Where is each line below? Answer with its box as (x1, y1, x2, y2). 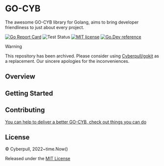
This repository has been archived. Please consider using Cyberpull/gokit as (5, 53, 159, 59)
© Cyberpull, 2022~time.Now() (5, 146, 69, 152)
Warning (5, 43, 22, 49)
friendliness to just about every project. (5, 24, 85, 30)
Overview (5, 72, 36, 81)
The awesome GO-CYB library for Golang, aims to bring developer (5, 19, 139, 25)
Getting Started (5, 89, 53, 97)
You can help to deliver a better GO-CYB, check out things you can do (5, 119, 147, 125)
